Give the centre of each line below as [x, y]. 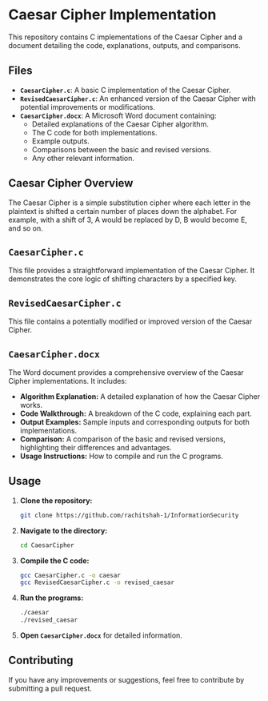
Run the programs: [52, 598]
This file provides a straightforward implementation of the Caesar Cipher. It [132, 271]
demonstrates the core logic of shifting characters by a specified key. [123, 279]
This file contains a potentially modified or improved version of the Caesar [130, 321]
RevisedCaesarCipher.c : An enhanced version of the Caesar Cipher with [138, 99]
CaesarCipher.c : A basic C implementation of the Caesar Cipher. [125, 90]
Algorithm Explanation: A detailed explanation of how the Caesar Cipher [140, 397]
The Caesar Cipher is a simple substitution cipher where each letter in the [130, 203]
